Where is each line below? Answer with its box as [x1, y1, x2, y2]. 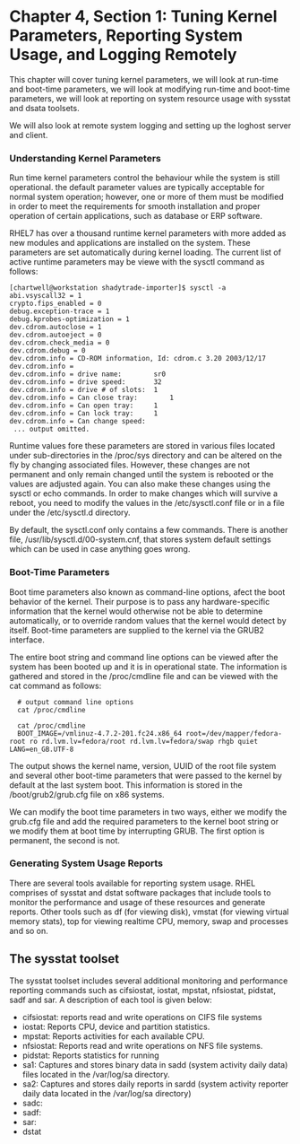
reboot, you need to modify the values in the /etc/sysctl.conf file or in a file [9, 498, 285, 509]
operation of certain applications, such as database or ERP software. [9, 211, 262, 222]
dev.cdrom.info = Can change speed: [9, 417, 146, 426]
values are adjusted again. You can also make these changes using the [9, 478, 271, 490]
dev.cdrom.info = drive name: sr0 [9, 370, 167, 379]
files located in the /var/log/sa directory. [21, 1069, 170, 1079]
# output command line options [17, 697, 134, 706]
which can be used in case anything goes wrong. [9, 544, 191, 555]
